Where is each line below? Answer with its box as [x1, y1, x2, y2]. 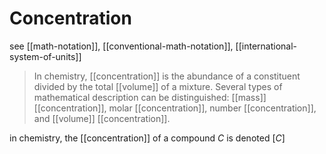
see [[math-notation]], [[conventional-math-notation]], [9, 40, 234, 52]
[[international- [235, 40, 298, 52]
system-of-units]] [9, 50, 82, 62]
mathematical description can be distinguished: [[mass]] [33, 91, 267, 103]
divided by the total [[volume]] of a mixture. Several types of [33, 80, 283, 92]
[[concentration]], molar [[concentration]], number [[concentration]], [33, 102, 317, 114]
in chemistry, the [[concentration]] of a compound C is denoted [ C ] [9, 132, 286, 144]
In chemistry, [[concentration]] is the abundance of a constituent [33, 70, 301, 82]
